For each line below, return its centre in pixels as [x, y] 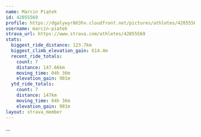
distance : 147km [37, 95]
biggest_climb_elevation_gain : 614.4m [60, 51]
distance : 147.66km [41, 67]
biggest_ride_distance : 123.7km [52, 45]
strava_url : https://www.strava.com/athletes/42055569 [76, 34]
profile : [16, 23]
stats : [14, 39]
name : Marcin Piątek [31, 12]
